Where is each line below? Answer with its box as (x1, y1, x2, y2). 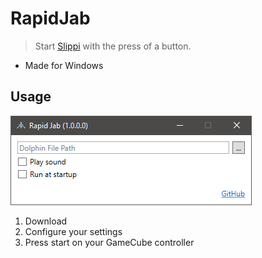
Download (24, 215, 68, 227)
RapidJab (10, 7, 91, 30)
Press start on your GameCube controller (24, 236, 195, 248)
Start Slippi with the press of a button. (34, 40, 192, 52)
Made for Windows (24, 59, 104, 71)
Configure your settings (24, 225, 123, 237)
